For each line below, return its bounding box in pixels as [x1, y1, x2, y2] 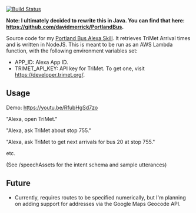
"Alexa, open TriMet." [6, 115, 58, 122]
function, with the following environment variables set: [6, 47, 138, 54]
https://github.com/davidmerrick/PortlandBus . [6, 24, 124, 30]
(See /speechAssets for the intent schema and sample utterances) [6, 161, 167, 168]
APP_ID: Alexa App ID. [14, 59, 69, 65]
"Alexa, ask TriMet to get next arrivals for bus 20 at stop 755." [6, 138, 155, 145]
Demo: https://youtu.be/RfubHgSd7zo [6, 104, 98, 111]
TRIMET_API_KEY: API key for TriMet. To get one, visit [14, 65, 145, 72]
